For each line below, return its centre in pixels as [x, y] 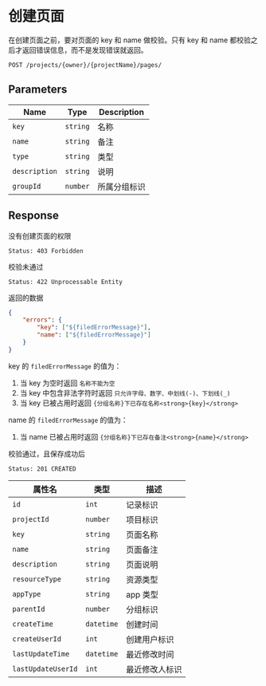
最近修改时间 [150, 654]
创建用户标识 [150, 639]
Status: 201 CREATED [43, 469]
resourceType [37, 579]
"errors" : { [42, 320]
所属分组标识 [121, 187]
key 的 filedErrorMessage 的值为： [65, 366]
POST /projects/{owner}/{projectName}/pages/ [85, 65]
